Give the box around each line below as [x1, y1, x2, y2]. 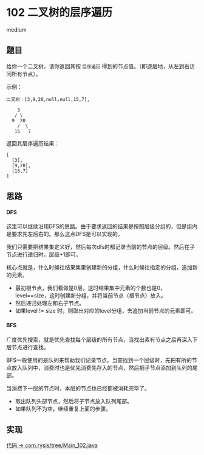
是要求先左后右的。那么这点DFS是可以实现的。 [6, 231, 123, 238]
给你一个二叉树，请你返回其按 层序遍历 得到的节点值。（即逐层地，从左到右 [6, 62, 190, 70]
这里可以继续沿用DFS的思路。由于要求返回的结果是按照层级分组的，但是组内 [6, 223, 198, 230]
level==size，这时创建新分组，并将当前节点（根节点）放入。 [15, 292, 167, 299]
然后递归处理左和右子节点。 [15, 299, 85, 307]
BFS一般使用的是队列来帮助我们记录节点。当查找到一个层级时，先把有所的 [6, 356, 192, 364]
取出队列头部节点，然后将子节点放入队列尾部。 [15, 397, 132, 405]
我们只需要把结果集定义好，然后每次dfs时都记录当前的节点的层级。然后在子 [6, 243, 195, 251]
